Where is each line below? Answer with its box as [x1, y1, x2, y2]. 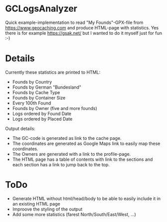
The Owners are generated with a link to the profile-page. [12, 151, 131, 157]
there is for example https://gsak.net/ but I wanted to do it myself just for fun [5, 30, 163, 36]
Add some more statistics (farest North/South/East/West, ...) [12, 211, 136, 217]
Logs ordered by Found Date [12, 111, 71, 116]
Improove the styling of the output [12, 206, 83, 212]
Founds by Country [12, 79, 52, 85]
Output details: [5, 125, 36, 131]
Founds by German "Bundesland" [12, 84, 81, 90]
